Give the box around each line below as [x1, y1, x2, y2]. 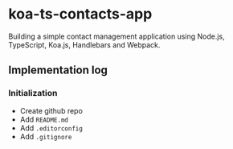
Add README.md [19, 114, 68, 124]
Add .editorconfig [19, 122, 83, 133]
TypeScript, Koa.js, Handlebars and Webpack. [8, 39, 161, 49]
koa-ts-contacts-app [8, 5, 153, 23]
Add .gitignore [19, 131, 72, 141]
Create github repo [19, 106, 83, 115]
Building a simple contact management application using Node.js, [8, 31, 225, 41]
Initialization [8, 88, 58, 99]
